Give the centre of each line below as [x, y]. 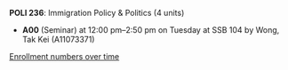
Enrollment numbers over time [64, 56]
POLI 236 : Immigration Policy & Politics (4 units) [97, 13]
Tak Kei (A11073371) [58, 39]
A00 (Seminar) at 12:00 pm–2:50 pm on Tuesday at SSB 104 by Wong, [151, 30]
